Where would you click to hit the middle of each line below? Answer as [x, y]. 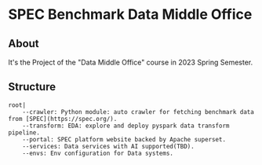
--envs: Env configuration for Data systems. [98, 153]
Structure [32, 87]
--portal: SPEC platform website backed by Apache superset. [124, 139]
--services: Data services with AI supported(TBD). [108, 146]
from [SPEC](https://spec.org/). [63, 119]
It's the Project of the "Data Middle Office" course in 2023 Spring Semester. [131, 62]
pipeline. [24, 132]
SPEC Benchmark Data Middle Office [130, 15]
